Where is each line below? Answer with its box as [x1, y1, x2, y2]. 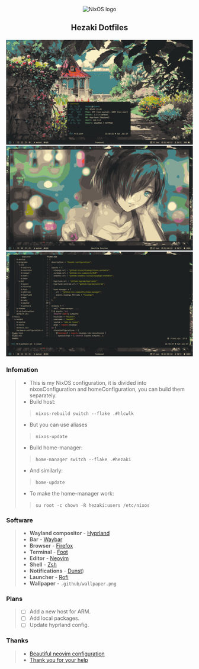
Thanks [6, 636, 28, 645]
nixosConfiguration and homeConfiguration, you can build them [29, 385, 185, 393]
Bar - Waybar [29, 536, 63, 543]
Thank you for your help [29, 656, 89, 663]
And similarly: [29, 467, 63, 474]
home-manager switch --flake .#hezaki [35, 456, 131, 462]
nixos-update [35, 433, 68, 439]
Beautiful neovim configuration [29, 650, 105, 657]
